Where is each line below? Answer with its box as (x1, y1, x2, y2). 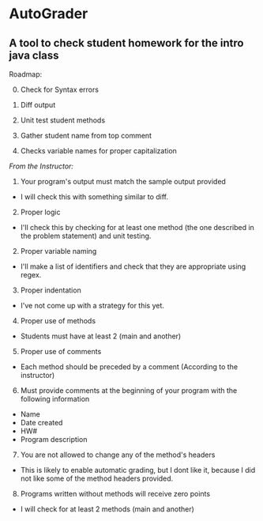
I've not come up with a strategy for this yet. (20, 301, 165, 310)
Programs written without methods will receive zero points (20, 489, 211, 498)
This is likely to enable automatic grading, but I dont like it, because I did (20, 466, 256, 474)
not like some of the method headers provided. (20, 474, 174, 483)
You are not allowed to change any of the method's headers (20, 450, 216, 459)
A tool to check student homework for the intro (9, 36, 244, 50)
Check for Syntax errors (20, 85, 100, 94)
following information (20, 395, 90, 403)
